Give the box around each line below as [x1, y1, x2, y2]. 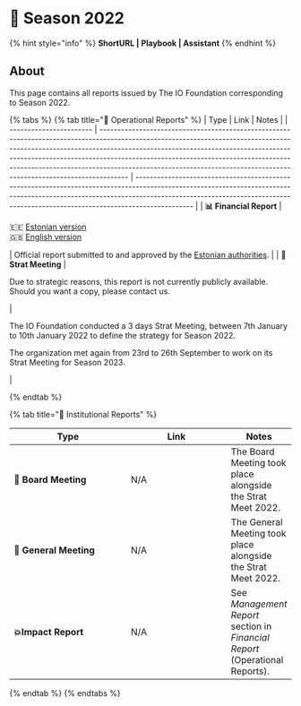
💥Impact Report [13, 625, 84, 638]
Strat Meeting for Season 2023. [9, 357, 125, 367]
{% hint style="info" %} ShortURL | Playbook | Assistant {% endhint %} [9, 38, 276, 48]
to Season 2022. [9, 97, 71, 108]
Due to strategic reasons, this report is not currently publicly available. [9, 276, 269, 287]
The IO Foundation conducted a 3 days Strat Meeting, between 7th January [9, 320, 288, 331]
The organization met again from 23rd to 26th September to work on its [9, 347, 273, 357]
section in [230, 620, 272, 633]
